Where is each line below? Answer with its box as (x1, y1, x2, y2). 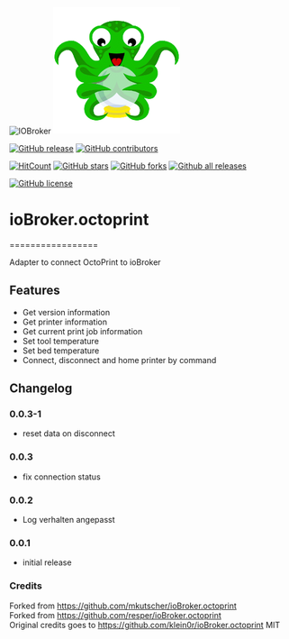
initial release (22, 557, 72, 568)
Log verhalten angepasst (22, 515, 115, 525)
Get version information (22, 306, 111, 317)
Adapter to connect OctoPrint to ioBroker (9, 256, 161, 268)
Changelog (9, 381, 73, 397)
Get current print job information (22, 325, 143, 336)
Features (9, 283, 60, 298)
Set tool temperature (22, 335, 99, 346)
